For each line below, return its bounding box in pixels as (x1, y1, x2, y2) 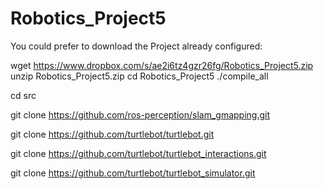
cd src (10, 89, 37, 101)
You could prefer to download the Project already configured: (10, 40, 263, 52)
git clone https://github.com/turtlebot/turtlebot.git (10, 128, 215, 140)
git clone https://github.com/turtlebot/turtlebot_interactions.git (10, 147, 267, 159)
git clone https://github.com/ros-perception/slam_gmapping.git (10, 108, 271, 121)
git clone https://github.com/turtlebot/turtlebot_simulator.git (10, 167, 256, 179)
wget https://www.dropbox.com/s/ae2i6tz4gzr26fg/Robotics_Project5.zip (10, 59, 314, 71)
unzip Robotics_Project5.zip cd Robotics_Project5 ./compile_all (10, 70, 269, 82)
